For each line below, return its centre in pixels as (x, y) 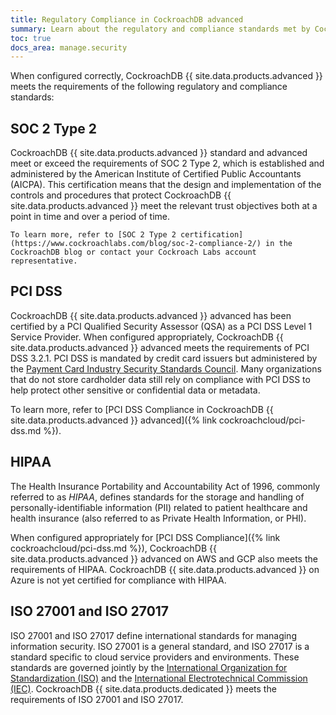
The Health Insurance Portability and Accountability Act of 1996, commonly (165, 486)
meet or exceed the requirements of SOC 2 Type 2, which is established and (167, 163)
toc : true (31, 38)
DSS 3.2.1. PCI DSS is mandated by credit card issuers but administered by (164, 358)
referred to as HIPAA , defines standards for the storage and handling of (157, 497)
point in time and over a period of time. (90, 217)
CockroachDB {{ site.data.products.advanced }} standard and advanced (159, 153)
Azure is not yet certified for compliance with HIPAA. (118, 580)
